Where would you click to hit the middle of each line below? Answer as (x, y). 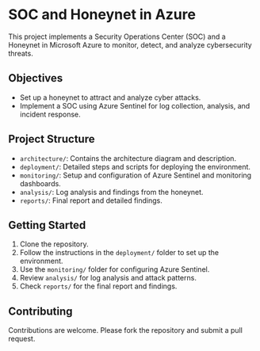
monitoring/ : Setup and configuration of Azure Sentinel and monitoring (136, 175)
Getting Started (47, 225)
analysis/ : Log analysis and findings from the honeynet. (111, 192)
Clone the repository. (54, 244)
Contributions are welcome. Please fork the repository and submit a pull (126, 330)
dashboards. (40, 183)
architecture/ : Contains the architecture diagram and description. (128, 158)
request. (22, 339)
